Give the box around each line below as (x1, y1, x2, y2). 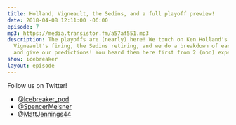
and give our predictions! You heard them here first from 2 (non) (13, 50, 216, 57)
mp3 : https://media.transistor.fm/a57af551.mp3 (7, 29, 150, 37)
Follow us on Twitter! (7, 81, 68, 89)
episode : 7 (7, 23, 39, 30)
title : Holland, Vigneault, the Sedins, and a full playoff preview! (7, 10, 216, 17)
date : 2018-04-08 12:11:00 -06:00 (7, 17, 109, 24)
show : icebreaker (7, 56, 58, 63)
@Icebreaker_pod (17, 95, 70, 103)
